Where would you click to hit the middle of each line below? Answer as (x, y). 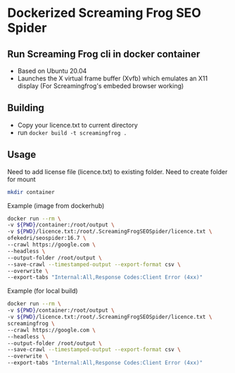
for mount (22, 179)
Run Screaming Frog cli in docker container (104, 54)
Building (26, 108)
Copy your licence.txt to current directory (78, 125)
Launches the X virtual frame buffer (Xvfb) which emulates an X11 (113, 78)
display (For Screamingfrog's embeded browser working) (101, 86)
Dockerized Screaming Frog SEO (104, 13)
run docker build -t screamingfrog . (72, 133)
